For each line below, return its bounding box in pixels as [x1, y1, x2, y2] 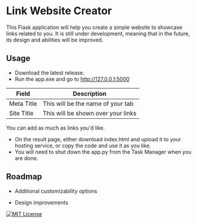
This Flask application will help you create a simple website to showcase [6, 24, 183, 31]
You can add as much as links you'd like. [6, 124, 105, 131]
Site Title [9, 109, 34, 117]
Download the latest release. [14, 69, 85, 76]
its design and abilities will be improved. [6, 36, 104, 43]
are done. [14, 154, 38, 161]
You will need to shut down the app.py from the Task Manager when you [14, 148, 192, 155]
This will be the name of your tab [43, 99, 134, 108]
